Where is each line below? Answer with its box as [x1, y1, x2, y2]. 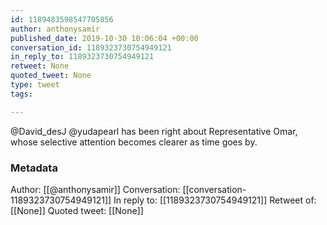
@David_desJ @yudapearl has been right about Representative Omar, [10, 125, 298, 137]
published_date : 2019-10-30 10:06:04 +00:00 [10, 33, 199, 43]
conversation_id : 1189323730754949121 [10, 42, 172, 53]
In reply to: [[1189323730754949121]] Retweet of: [113, 194, 317, 206]
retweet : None [10, 61, 70, 71]
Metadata [10, 161, 58, 175]
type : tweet [10, 80, 60, 90]
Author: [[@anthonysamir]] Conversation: [10, 183, 181, 195]
